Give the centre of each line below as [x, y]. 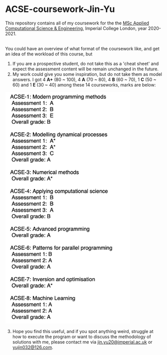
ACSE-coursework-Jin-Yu [60, 9]
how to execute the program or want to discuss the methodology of [82, 337]
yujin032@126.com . [33, 347]
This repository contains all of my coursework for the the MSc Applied [77, 23]
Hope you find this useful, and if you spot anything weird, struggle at [83, 331]
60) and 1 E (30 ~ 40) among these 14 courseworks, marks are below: [84, 85]
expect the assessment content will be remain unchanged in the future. [85, 69]
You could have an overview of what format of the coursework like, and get [82, 48]
